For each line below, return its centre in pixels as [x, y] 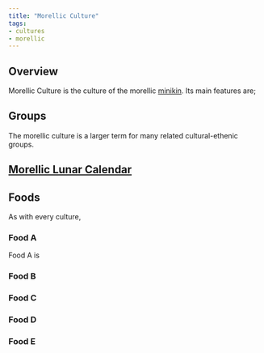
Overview [34, 71]
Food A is [24, 255]
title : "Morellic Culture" [54, 16]
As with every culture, [45, 217]
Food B [22, 276]
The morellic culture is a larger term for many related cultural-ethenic [123, 135]
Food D [23, 320]
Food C [23, 298]
